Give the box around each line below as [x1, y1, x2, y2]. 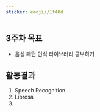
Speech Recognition [14, 87, 66, 94]
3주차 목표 [5, 33, 43, 43]
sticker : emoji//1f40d [5, 9, 63, 15]
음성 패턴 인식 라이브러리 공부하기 [14, 50, 95, 58]
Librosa [14, 93, 34, 101]
